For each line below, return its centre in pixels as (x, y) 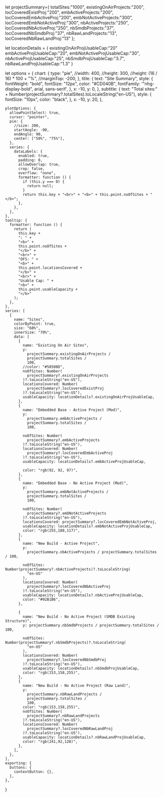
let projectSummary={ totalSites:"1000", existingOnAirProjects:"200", (75, 7)
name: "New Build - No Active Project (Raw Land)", (77, 686)
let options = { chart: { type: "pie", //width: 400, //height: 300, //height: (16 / (81, 73)
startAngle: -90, (32, 130)
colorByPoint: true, (35, 324)
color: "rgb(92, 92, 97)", (50, 470)
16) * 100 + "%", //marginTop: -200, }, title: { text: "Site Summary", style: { (79, 79)
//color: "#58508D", (44, 367)
